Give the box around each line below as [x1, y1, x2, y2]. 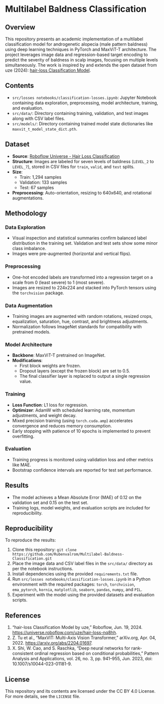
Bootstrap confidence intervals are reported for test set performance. [12, 467, 153, 473]
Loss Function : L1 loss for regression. [12, 402, 88, 408]
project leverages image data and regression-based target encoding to [5, 52, 148, 57]
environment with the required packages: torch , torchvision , [12, 581, 136, 588]
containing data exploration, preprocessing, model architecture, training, [12, 100, 158, 106]
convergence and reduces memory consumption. [12, 422, 112, 428]
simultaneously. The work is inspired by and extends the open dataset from [5, 62, 157, 68]
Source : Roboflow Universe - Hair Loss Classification [12, 153, 120, 159]
